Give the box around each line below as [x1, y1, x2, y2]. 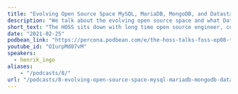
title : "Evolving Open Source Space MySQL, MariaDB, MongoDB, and [7, 10, 208, 18]
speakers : [7, 50, 37, 57]
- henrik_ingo [13, 57, 55, 64]
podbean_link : [7, 37, 50, 44]
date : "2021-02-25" [7, 30, 65, 37]
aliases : [7, 63, 33, 70]
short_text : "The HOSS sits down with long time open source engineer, [7, 23, 223, 30]
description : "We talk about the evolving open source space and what [7, 17, 220, 24]
